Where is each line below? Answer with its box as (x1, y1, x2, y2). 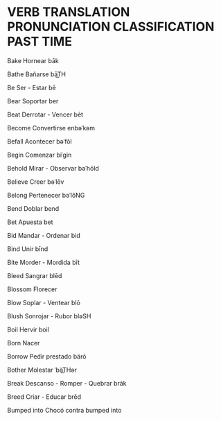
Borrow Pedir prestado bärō (7, 352, 87, 361)
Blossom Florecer (7, 285, 58, 293)
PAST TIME (7, 34, 73, 49)
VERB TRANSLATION (7, 4, 130, 20)
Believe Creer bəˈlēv (7, 178, 64, 186)
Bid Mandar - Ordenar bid (7, 231, 81, 239)
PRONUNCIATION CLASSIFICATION (7, 19, 215, 35)
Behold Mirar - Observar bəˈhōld (7, 164, 99, 172)
